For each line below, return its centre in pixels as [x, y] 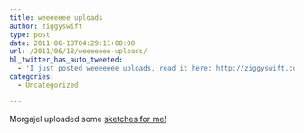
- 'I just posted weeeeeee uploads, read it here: [115, 69]
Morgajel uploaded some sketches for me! [88, 119]
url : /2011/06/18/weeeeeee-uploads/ [78, 52]
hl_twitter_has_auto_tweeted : [66, 60]
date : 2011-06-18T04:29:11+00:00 [72, 43]
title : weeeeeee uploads [56, 18]
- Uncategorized [48, 85]
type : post [30, 34]
